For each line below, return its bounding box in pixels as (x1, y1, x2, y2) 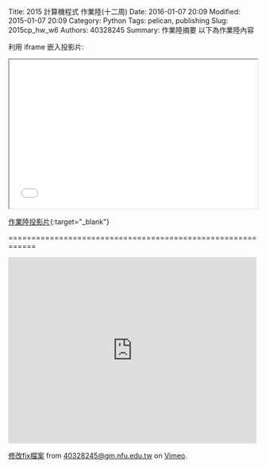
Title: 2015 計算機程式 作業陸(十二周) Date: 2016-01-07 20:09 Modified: (8, 7, 241, 16)
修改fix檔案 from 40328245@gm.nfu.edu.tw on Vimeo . (8, 451, 188, 460)
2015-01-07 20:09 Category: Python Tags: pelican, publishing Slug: (8, 16, 229, 25)
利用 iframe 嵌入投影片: (8, 42, 85, 52)
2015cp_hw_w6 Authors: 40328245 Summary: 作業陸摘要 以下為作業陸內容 (8, 25, 255, 34)
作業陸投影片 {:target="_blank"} (8, 217, 110, 226)
